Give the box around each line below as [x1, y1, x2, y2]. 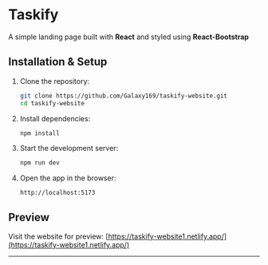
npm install [19, 129, 60, 137]
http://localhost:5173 [19, 189, 96, 197]
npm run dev [19, 159, 60, 167]
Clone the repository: [19, 76, 90, 85]
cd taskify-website [19, 99, 85, 107]
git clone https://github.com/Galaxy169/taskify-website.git [19, 92, 228, 100]
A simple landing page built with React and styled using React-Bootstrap [8, 32, 250, 42]
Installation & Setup [8, 55, 108, 69]
